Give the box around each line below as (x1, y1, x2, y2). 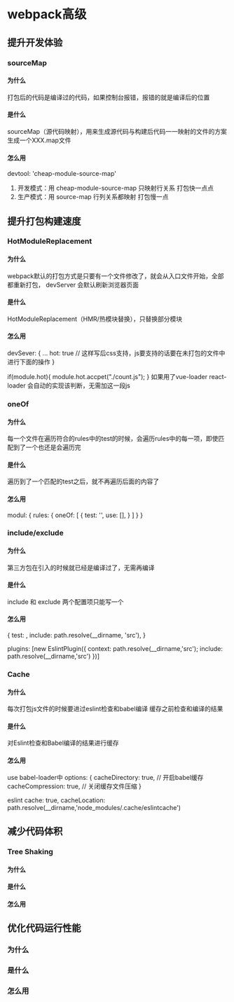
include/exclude (7, 528, 64, 538)
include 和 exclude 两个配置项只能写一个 (7, 597, 124, 606)
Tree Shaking (7, 846, 54, 856)
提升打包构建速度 (7, 215, 81, 227)
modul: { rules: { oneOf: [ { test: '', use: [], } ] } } (7, 511, 144, 519)
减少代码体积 (7, 825, 63, 837)
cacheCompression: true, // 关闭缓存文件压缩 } (7, 782, 142, 790)
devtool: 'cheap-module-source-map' (7, 170, 117, 178)
